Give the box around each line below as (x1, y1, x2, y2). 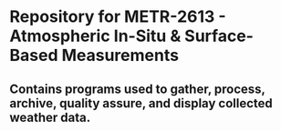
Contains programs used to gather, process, (9, 81, 265, 96)
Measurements (61, 45, 180, 65)
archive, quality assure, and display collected (9, 96, 274, 111)
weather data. (9, 109, 91, 125)
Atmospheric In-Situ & (9, 25, 182, 46)
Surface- (183, 25, 254, 46)
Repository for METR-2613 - (9, 6, 226, 27)
